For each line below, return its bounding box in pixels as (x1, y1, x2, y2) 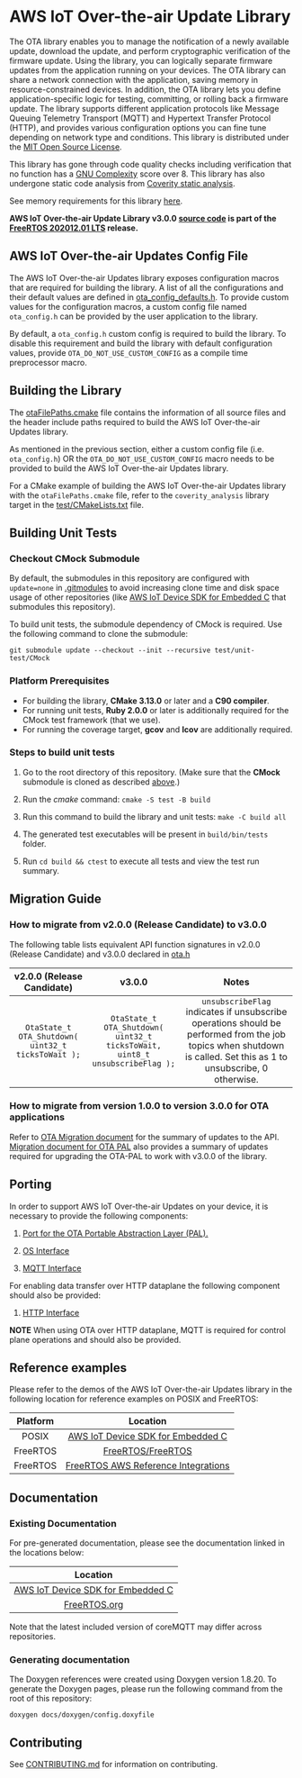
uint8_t (117, 1049, 150, 1059)
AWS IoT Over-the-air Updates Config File (9, 249, 249, 264)
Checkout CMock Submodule (9, 552, 141, 565)
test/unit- (214, 646, 255, 655)
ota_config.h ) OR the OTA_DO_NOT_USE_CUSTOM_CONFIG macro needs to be (9, 453, 275, 464)
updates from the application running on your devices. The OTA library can (9, 65, 287, 76)
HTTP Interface (22, 1307, 80, 1318)
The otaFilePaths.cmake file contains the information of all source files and (9, 407, 286, 418)
